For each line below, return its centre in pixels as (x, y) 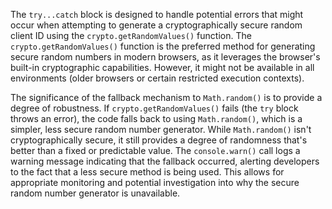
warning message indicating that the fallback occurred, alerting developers (165, 161)
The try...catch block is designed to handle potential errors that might (157, 14)
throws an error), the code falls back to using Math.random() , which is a (156, 118)
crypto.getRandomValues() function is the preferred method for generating (163, 46)
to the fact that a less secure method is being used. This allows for (147, 172)
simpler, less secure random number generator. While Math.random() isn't (161, 129)
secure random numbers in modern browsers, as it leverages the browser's (165, 57)
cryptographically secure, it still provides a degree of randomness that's (159, 140)
